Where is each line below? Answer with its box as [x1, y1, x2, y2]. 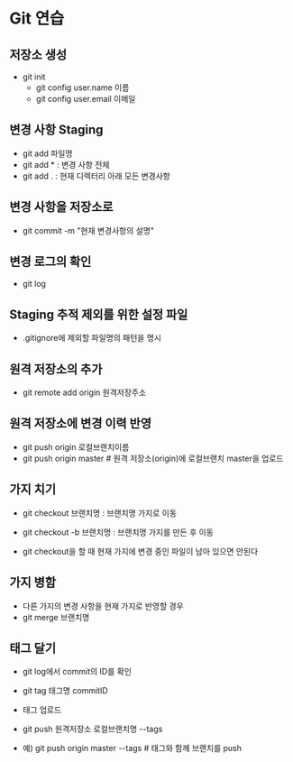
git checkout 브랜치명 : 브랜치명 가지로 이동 [22, 507, 178, 519]
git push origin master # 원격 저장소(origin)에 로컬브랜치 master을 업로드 [22, 453, 284, 464]
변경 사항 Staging [9, 123, 104, 138]
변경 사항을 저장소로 [9, 199, 114, 215]
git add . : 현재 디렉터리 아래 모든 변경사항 [22, 170, 171, 181]
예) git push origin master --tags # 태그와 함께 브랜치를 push [22, 743, 242, 754]
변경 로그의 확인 [9, 254, 92, 270]
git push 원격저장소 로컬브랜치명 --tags [22, 723, 163, 735]
